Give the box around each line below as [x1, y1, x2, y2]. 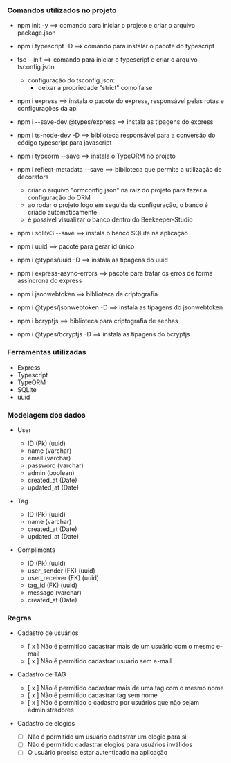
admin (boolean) [27, 468, 75, 476]
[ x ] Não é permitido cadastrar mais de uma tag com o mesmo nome [27, 684, 224, 692]
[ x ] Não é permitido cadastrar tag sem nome [27, 691, 158, 699]
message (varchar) [27, 588, 82, 597]
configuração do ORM [27, 193, 91, 202]
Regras [7, 613, 32, 622]
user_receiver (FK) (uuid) [27, 573, 99, 582]
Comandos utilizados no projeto [7, 6, 117, 15]
